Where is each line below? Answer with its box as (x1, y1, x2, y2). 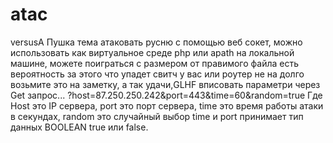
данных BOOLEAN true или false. (10, 121, 149, 133)
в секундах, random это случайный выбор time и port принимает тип (10, 110, 304, 122)
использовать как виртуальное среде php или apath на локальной (10, 46, 295, 58)
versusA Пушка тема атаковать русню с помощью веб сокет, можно (10, 36, 303, 48)
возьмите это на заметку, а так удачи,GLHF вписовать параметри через (10, 78, 321, 90)
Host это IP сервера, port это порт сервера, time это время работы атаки (10, 99, 324, 112)
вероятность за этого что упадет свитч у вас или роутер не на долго (10, 68, 305, 80)
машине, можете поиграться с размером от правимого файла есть (10, 57, 300, 69)
